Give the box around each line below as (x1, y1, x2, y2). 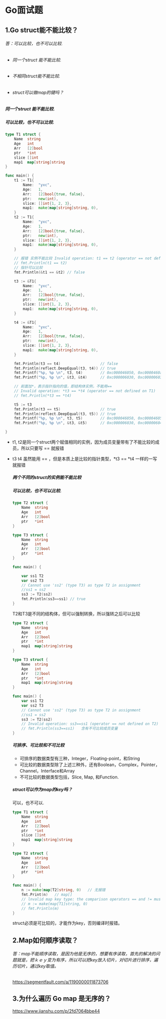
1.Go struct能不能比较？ (5, 26, 78, 34)
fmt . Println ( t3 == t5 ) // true (14, 407, 116, 412)
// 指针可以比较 (14, 265, 43, 270)
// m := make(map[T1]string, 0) (21, 901, 88, 906)
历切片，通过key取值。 (12, 963, 59, 969)
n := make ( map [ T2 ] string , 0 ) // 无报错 (21, 888, 106, 893)
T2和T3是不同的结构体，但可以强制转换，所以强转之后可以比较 (12, 610, 141, 616)
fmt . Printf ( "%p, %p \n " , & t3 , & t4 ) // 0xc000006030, (14, 375, 136, 380)
